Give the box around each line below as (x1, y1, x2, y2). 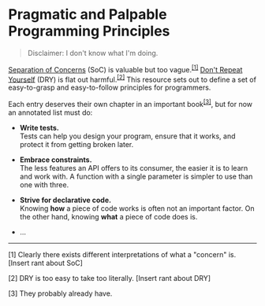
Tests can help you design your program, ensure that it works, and (19, 131, 236, 141)
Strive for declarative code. (19, 195, 112, 205)
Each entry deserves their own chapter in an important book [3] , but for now (8, 98, 253, 109)
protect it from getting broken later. (19, 139, 134, 149)
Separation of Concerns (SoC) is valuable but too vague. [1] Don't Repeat (8, 63, 243, 74)
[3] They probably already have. (8, 289, 113, 298)
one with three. (19, 179, 69, 190)
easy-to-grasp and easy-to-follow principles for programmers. (8, 83, 211, 92)
